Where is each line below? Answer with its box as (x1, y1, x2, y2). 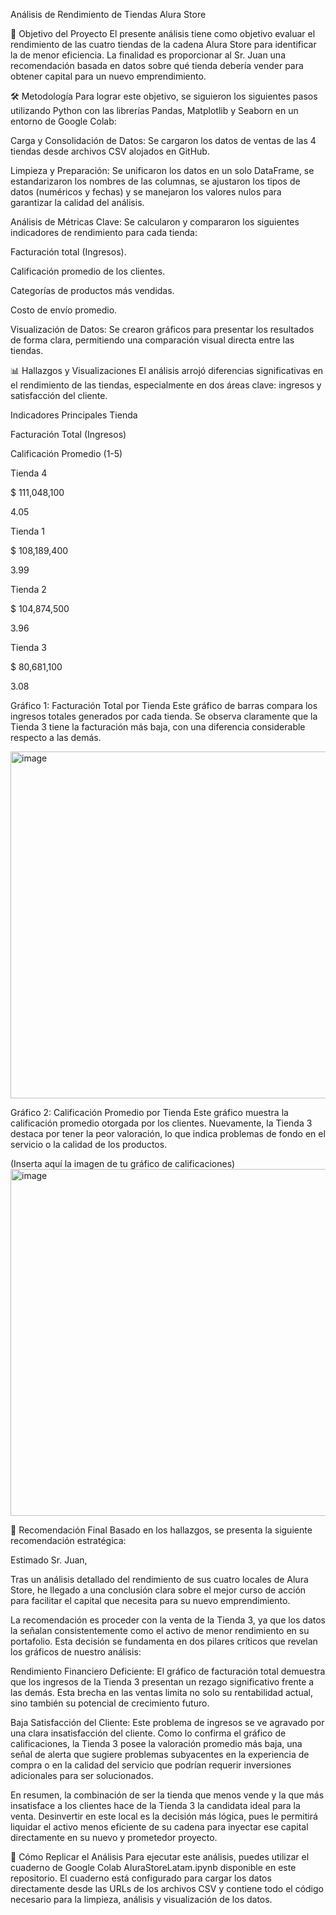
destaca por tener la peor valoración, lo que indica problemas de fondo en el (10, 1128, 326, 1139)
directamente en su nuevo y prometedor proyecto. (10, 1832, 218, 1843)
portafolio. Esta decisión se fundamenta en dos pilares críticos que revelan (10, 1635, 318, 1647)
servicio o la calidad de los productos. (10, 1139, 168, 1150)
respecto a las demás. (10, 732, 102, 743)
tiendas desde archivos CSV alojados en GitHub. (10, 145, 210, 157)
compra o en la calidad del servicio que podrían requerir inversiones (10, 1759, 292, 1771)
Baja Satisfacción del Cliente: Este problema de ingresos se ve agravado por (10, 1717, 325, 1728)
